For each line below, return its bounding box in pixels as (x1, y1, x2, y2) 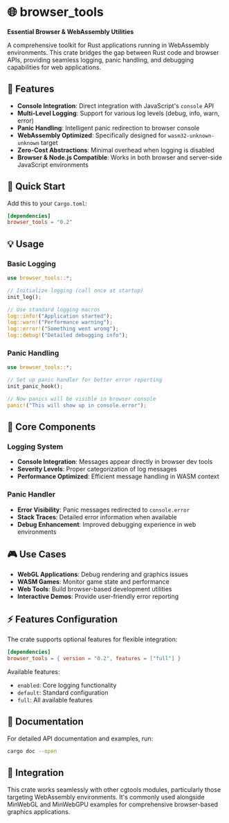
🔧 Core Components (7, 421, 96, 433)
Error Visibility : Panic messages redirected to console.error (17, 505, 190, 514)
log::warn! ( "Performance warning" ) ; (7, 319, 113, 326)
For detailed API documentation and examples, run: (7, 734, 154, 743)
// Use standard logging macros (7, 306, 100, 313)
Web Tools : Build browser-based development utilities (17, 585, 172, 594)
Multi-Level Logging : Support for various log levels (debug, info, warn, (17, 109, 220, 117)
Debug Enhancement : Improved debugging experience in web (17, 520, 196, 528)
